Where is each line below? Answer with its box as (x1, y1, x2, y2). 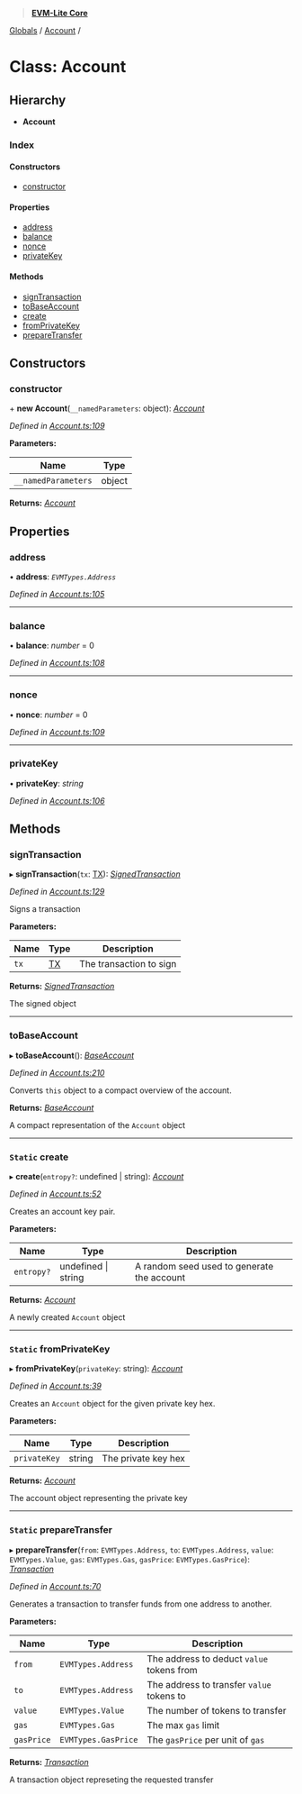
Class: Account (9, 57, 127, 77)
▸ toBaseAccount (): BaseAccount (9, 1050, 135, 1061)
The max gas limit (147, 1718, 220, 1731)
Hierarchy (9, 92, 67, 107)
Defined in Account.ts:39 (9, 1380, 102, 1391)
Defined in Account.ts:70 (9, 1580, 102, 1591)
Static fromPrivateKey (9, 1343, 111, 1355)
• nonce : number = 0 (9, 709, 88, 720)
